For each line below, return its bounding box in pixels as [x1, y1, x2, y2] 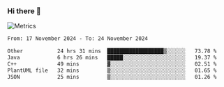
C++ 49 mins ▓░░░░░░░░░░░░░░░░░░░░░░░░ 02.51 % [7, 60, 217, 68]
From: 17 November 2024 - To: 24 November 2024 [7, 35, 149, 42]
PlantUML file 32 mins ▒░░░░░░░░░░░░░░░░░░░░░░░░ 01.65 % [7, 67, 217, 74]
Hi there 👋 [7, 6, 42, 16]
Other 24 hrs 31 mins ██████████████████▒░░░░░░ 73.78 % [7, 48, 217, 55]
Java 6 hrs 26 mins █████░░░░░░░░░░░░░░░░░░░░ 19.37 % [7, 55, 217, 61]
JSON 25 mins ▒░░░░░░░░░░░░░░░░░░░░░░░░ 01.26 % [7, 73, 217, 80]
